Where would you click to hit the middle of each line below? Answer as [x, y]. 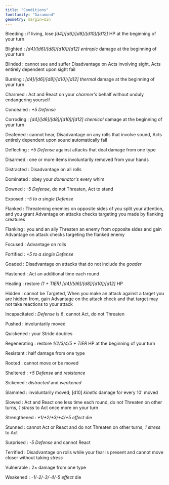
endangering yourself [28, 100]
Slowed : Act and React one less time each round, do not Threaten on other [84, 402]
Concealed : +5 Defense [31, 110]
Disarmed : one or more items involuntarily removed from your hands [77, 159]
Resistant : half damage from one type [45, 353]
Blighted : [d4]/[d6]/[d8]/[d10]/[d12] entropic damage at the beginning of [81, 49]
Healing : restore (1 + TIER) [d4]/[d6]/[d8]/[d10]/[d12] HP [64, 284]
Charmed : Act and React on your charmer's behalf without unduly [75, 95]
